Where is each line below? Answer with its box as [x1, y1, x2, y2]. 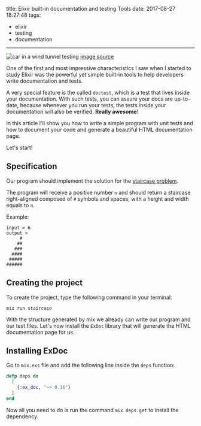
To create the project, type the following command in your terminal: [6, 294, 172, 301]
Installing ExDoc [6, 346, 68, 356]
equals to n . [6, 201, 35, 209]
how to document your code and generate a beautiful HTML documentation [6, 126, 193, 133]
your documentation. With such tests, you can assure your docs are [6, 95, 173, 102]
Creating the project [6, 278, 83, 288]
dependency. [6, 413, 39, 420]
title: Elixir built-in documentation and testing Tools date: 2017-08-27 [6, 5, 175, 12]
